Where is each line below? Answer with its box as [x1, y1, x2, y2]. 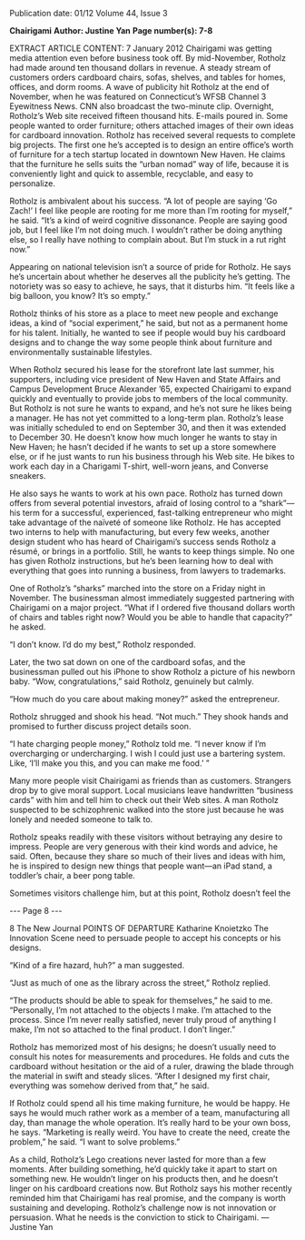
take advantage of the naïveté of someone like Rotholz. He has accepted [9, 517, 281, 528]
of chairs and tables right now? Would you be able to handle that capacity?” [9, 612, 293, 622]
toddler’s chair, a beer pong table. [9, 870, 136, 880]
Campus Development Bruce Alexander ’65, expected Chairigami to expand [9, 383, 292, 394]
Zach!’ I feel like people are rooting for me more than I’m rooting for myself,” [9, 205, 293, 216]
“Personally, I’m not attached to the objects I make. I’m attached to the [9, 1005, 272, 1016]
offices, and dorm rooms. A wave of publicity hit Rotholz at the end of [9, 82, 270, 92]
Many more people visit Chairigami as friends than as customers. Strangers [9, 776, 292, 786]
